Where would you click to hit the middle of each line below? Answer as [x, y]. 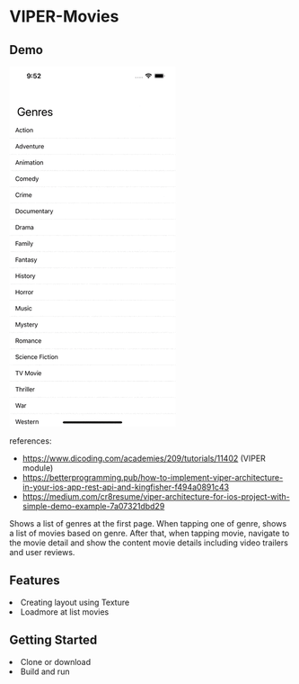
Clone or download [56, 661]
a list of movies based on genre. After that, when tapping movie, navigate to [149, 533]
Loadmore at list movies [65, 612]
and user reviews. [42, 552]
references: [31, 441]
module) [38, 468]
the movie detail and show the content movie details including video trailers [149, 543]
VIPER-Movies [64, 17]
